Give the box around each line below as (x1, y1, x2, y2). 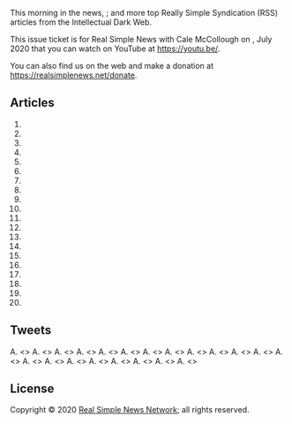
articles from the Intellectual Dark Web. (10, 17, 153, 27)
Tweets (10, 322, 52, 338)
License (10, 382, 55, 397)
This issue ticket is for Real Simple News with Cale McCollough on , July (10, 34, 273, 44)
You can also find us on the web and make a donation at (10, 61, 214, 71)
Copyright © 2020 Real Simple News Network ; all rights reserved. (10, 405, 250, 415)
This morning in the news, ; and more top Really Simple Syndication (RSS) (10, 8, 279, 18)
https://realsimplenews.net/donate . (10, 70, 138, 80)
